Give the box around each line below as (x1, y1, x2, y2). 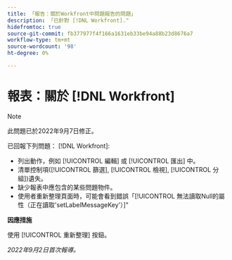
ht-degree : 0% (7, 50, 49, 57)
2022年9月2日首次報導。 (7, 245, 79, 254)
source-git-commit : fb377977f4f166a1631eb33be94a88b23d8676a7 (7, 30, 193, 37)
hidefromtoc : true (7, 23, 61, 30)
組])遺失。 (17, 174, 48, 182)
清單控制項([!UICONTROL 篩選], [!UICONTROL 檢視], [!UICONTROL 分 (17, 165, 219, 173)
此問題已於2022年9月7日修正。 (7, 126, 98, 135)
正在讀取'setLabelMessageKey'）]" (30, 200, 129, 209)
